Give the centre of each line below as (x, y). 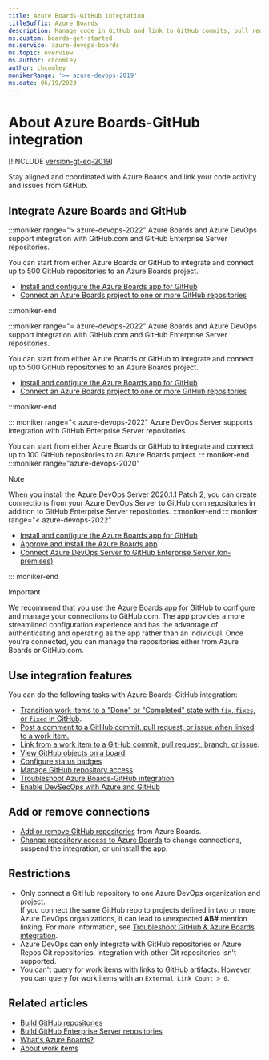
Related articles (48, 1004)
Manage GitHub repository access (76, 770)
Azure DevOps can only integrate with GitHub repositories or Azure (130, 944)
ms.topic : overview (41, 53)
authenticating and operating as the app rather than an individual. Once (126, 633)
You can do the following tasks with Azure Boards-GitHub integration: (123, 695)
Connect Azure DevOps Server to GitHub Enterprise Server (117, 553)
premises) (36, 561)
